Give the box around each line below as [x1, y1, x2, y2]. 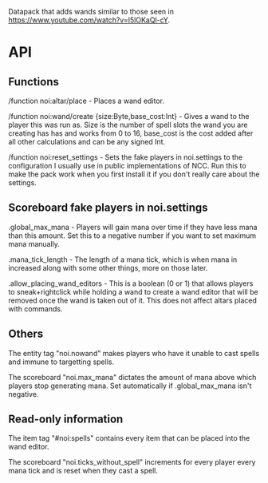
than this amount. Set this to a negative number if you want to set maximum [8, 231, 257, 240]
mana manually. [8, 239, 60, 248]
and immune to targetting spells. [8, 357, 114, 366]
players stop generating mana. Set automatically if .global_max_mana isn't [8, 381, 252, 390]
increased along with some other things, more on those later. [8, 263, 208, 272]
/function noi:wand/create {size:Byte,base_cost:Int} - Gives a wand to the [8, 112, 250, 121]
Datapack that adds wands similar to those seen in [8, 7, 174, 16]
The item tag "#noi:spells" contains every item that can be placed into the [8, 434, 250, 443]
